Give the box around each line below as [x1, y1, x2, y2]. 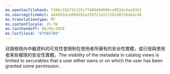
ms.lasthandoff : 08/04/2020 [5, 26, 65, 31]
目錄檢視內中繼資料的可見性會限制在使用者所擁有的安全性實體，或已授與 [5, 46, 156, 51]
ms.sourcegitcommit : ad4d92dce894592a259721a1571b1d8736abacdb [5, 12, 142, 17]
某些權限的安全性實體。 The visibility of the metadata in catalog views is [9, 52, 159, 58]
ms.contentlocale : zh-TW [5, 21, 58, 27]
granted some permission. [5, 63, 60, 69]
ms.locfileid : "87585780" [5, 31, 60, 36]
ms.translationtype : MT [5, 17, 56, 22]
